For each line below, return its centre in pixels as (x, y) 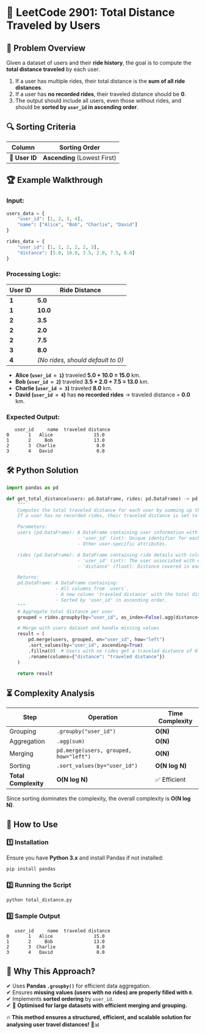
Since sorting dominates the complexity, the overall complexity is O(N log (99, 798)
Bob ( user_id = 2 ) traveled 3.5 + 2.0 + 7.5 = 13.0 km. (82, 381)
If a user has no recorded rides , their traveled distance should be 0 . (100, 94)
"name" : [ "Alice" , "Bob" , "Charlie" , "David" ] (77, 225)
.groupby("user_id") (86, 731)
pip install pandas (31, 869)
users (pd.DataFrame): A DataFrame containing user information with (108, 533)
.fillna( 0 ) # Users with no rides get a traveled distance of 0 (113, 651)
